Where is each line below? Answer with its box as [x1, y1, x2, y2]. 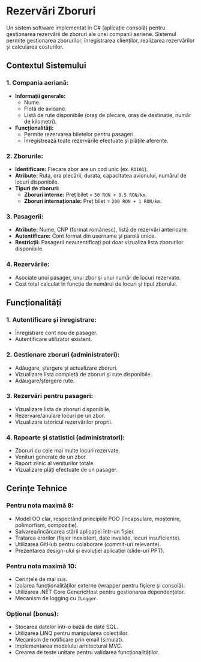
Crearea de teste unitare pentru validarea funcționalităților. [14, 649, 160, 656]
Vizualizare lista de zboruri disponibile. [14, 405, 111, 412]
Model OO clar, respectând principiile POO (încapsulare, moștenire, [14, 515, 181, 522]
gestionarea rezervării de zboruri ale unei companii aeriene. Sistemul [6, 30, 176, 37]
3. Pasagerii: [6, 212, 44, 220]
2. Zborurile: [6, 152, 44, 160]
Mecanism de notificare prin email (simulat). [14, 636, 124, 643]
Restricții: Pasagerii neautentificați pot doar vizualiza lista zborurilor [14, 239, 184, 246]
